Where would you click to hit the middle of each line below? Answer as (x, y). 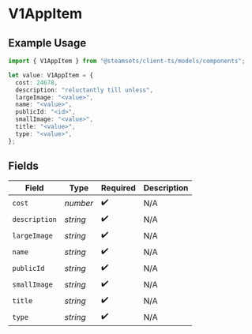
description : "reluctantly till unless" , (85, 90)
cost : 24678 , (37, 83)
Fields (24, 166)
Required (118, 188)
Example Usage (47, 43)
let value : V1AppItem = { (51, 75)
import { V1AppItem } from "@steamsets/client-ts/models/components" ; (127, 61)
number (79, 203)
